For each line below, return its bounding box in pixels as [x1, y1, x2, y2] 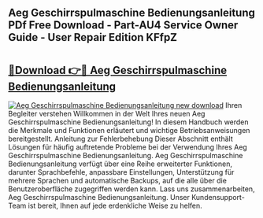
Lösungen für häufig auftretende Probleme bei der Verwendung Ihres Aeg [8, 142, 248, 152]
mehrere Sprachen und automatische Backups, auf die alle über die [8, 176, 227, 185]
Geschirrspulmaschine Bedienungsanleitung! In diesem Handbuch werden [8, 117, 250, 127]
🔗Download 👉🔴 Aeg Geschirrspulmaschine [8, 63, 227, 77]
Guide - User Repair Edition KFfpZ [8, 31, 178, 44]
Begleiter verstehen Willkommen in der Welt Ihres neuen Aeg [8, 109, 206, 118]
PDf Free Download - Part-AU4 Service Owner [8, 19, 239, 32]
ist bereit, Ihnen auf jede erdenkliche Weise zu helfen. [28, 201, 202, 210]
